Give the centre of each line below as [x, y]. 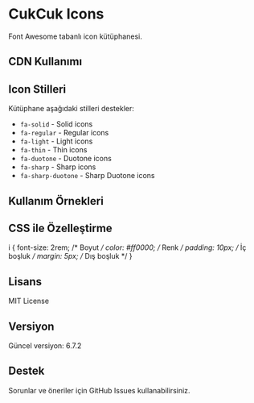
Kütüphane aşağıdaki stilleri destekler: [71, 109]
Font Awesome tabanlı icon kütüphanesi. [75, 36]
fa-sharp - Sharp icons [58, 167]
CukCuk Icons [56, 14]
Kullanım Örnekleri [56, 201]
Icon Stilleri [37, 89]
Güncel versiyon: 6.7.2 [45, 345]
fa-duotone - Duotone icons [66, 159]
